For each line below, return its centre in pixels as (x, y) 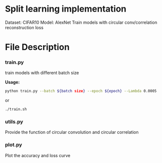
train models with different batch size (42, 73)
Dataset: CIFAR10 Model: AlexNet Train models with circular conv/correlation (81, 22)
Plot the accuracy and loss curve (38, 155)
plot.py (14, 145)
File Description (37, 47)
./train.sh (16, 109)
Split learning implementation (66, 9)
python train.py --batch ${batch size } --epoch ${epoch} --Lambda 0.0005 (81, 91)
